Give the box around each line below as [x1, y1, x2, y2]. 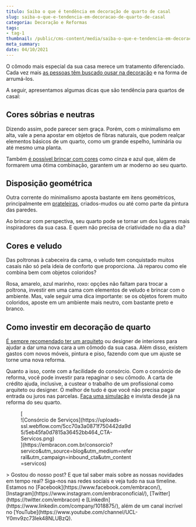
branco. [6, 305, 25, 312]
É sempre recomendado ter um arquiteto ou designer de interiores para [6, 338, 178, 344]
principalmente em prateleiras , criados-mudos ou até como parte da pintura [6, 200, 188, 207]
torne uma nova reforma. [6, 357, 66, 363]
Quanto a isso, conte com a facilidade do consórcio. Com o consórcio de [6, 368, 181, 375]
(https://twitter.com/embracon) [6, 496, 80, 503]
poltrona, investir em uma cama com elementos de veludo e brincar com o [6, 286, 185, 293]
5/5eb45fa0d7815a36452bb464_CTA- [20, 429, 113, 436]
